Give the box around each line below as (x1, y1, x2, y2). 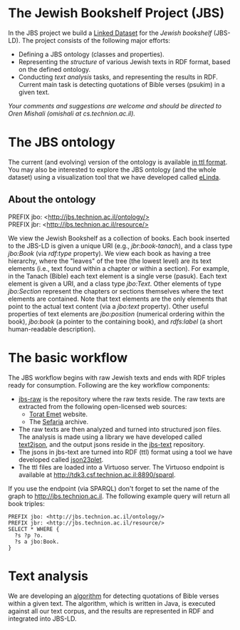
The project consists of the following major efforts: (21, 36, 170, 44)
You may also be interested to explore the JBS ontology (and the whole (8, 165, 216, 174)
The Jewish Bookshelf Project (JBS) (8, 5, 225, 21)
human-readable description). (8, 324, 96, 333)
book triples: (8, 499, 45, 507)
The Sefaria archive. (28, 417, 88, 425)
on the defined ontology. (18, 65, 91, 73)
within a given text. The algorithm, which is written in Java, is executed (8, 599, 216, 607)
